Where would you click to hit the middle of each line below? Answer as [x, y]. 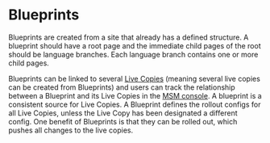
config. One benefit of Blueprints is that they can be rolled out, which [123, 121]
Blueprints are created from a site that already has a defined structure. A [129, 37]
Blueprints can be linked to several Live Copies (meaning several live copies [134, 78]
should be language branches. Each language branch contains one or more [133, 54]
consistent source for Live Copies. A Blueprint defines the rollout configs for [135, 104]
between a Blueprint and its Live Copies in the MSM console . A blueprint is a [135, 95]
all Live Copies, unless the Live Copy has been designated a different [123, 113]
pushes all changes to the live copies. [71, 130]
